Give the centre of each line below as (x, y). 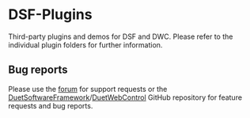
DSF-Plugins (50, 15)
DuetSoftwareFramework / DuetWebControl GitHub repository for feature (125, 97)
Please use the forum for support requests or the (88, 89)
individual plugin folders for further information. (85, 44)
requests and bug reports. (51, 105)
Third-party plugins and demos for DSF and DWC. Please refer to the (121, 36)
